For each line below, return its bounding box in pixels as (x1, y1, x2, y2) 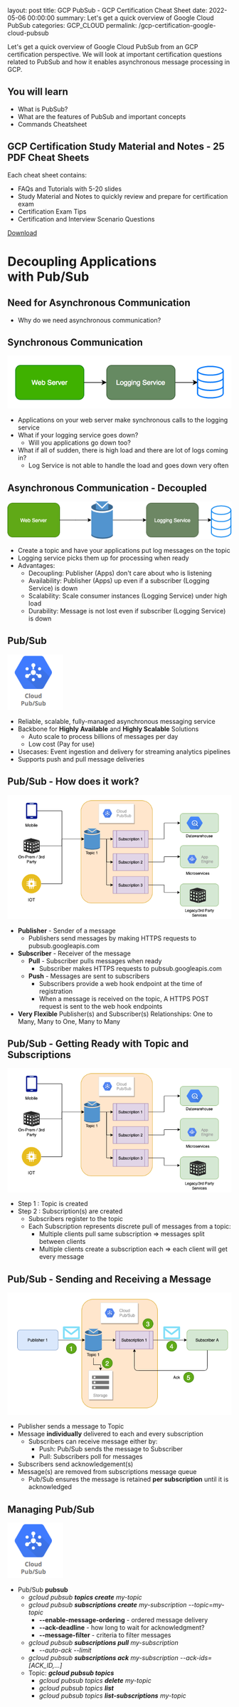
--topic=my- (188, 1601, 225, 1609)
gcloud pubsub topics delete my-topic (38, 1676, 152, 1685)
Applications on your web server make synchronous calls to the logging (17, 416, 228, 425)
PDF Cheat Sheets (7, 152, 90, 164)
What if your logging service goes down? (17, 431, 139, 440)
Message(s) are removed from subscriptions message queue (17, 1468, 197, 1476)
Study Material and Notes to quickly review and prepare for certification (17, 192, 228, 200)
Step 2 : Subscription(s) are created (17, 1207, 123, 1215)
